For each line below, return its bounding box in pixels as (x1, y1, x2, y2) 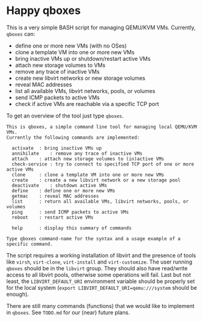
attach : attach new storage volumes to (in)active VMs (12, 156, 165, 162)
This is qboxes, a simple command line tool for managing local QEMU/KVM (6, 124, 198, 130)
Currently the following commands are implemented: (6, 135, 140, 141)
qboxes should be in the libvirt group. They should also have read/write (6, 264, 188, 271)
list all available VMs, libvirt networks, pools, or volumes (15, 87, 156, 94)
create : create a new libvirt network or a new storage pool (12, 177, 181, 183)
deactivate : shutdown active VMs (12, 182, 108, 189)
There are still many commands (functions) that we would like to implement (6, 302, 194, 309)
